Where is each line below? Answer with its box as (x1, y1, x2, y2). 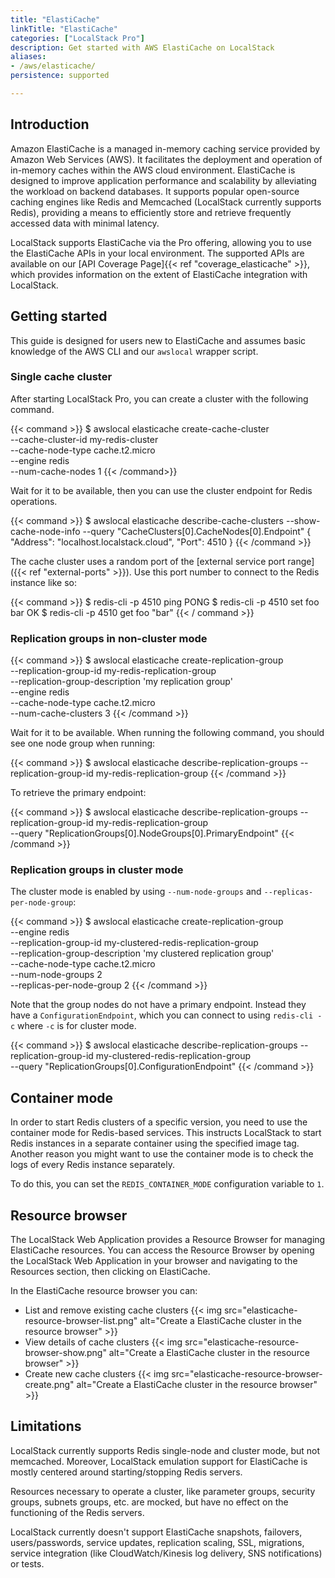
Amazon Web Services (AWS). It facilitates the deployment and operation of (10, 153, 323, 165)
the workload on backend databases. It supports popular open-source (10, 185, 300, 197)
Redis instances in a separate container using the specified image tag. (10, 1137, 300, 1150)
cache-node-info (10, 525, 81, 537)
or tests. (10, 1557, 45, 1570)
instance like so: (10, 576, 77, 588)
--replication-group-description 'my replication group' (10, 676, 233, 688)
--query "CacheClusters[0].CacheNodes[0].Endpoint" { (82, 525, 312, 537)
